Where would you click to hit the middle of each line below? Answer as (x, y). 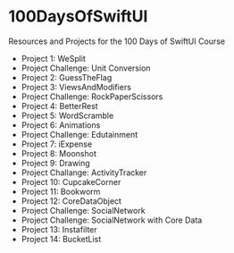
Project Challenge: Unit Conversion (86, 68)
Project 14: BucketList (61, 239)
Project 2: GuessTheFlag (67, 77)
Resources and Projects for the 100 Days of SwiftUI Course (117, 41)
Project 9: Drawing (55, 163)
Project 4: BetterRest (60, 105)
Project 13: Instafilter (59, 229)
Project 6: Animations (61, 125)
